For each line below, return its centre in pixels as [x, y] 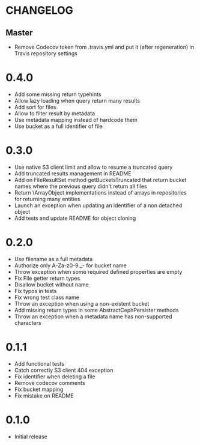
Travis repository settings [46, 53]
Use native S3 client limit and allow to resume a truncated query [93, 167]
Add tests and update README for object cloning [75, 218]
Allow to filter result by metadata [55, 113]
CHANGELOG [39, 11]
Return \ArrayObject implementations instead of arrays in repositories [100, 192]
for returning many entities [47, 199]
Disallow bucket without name [52, 284]
